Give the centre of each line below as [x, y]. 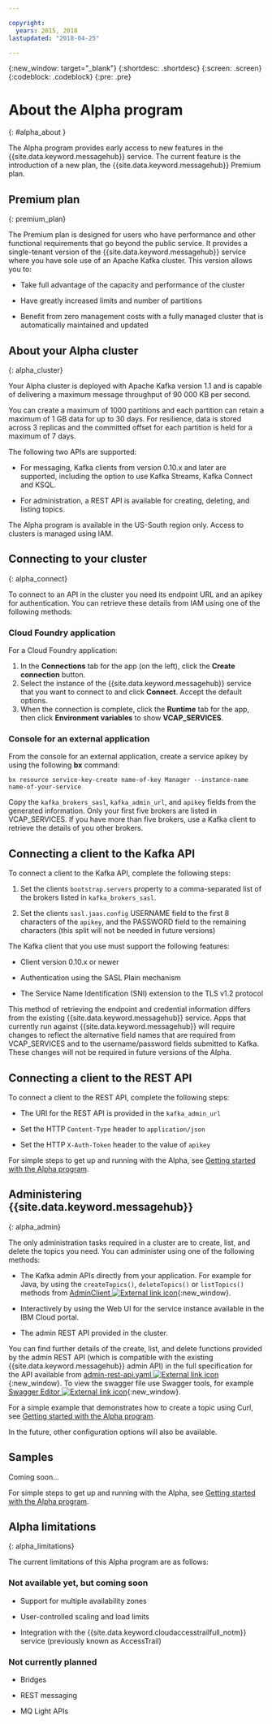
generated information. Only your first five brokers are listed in [113, 811]
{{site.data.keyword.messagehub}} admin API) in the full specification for [131, 1366]
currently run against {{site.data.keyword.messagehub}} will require [122, 1026]
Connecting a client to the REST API [100, 1078]
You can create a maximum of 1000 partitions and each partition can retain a [136, 410]
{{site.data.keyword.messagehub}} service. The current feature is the [125, 157]
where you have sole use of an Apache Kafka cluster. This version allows [131, 261]
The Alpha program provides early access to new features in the [116, 148]
